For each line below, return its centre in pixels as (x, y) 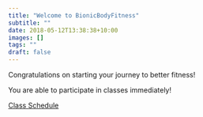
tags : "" (23, 45)
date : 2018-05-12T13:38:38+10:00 (63, 30)
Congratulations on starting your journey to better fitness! (102, 75)
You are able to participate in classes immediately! (90, 90)
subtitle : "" (30, 23)
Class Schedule (34, 105)
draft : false (30, 52)
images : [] (26, 38)
